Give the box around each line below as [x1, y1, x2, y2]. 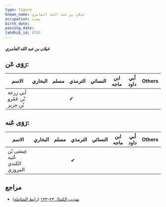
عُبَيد [7, 154, 16, 161]
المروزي [7, 166, 25, 173]
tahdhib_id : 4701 [5, 30, 41, 35]
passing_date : [5, 26, 35, 31]
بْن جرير [7, 102, 24, 108]
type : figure [5, 7, 32, 12]
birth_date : [5, 21, 30, 26]
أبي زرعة [7, 89, 27, 96]
